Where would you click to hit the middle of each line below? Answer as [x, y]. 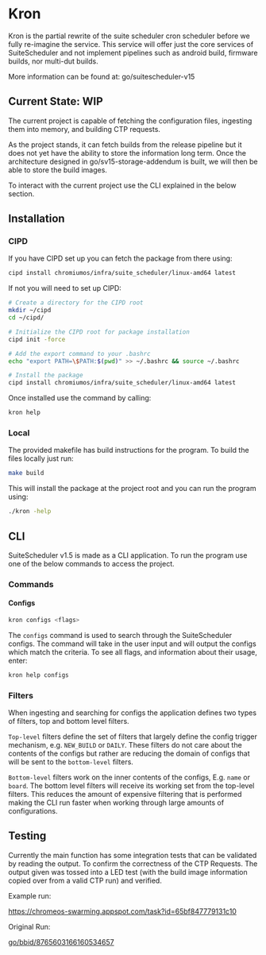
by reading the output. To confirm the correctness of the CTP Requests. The [133, 864]
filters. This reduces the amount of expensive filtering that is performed [125, 795]
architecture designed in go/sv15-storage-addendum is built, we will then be [133, 161]
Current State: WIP [56, 101]
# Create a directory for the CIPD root [76, 303]
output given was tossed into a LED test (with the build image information [128, 872]
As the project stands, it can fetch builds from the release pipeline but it [125, 145]
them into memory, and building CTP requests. [85, 129]
